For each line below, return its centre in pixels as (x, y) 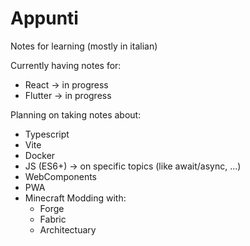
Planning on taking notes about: (76, 114)
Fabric (53, 219)
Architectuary (68, 229)
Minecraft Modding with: (75, 198)
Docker (40, 155)
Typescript (47, 134)
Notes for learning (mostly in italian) (84, 46)
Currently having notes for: (66, 65)
